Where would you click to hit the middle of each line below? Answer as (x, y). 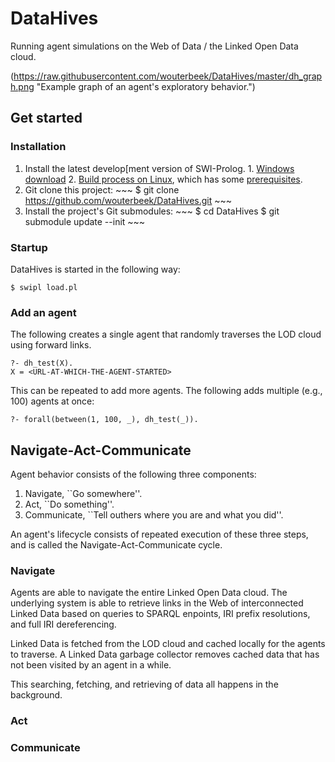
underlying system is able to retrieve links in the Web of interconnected (157, 603)
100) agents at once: (52, 401)
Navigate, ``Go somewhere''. (83, 494)
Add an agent (43, 312)
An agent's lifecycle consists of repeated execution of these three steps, (159, 534)
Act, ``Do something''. (69, 504)
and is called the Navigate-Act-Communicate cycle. (116, 545)
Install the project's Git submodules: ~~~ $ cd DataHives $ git (152, 211)
